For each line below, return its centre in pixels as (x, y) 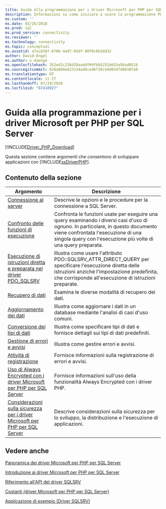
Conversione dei (27, 327)
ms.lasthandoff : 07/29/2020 (34, 83)
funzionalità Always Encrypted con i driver (103, 382)
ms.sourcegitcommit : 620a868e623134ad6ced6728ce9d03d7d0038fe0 (72, 70)
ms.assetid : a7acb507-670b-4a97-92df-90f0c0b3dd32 (58, 51)
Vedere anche (27, 451)
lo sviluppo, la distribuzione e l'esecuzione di (106, 418)
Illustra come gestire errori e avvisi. (95, 344)
